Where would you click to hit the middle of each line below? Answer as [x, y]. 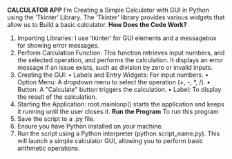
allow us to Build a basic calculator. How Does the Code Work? [97, 25]
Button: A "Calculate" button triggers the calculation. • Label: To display [119, 90]
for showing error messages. [58, 45]
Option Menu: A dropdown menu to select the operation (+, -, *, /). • [114, 82]
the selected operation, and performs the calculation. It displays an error [120, 60]
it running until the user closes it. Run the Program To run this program [118, 111]
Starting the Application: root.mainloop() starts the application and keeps [120, 104]
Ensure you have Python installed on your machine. [90, 126]
